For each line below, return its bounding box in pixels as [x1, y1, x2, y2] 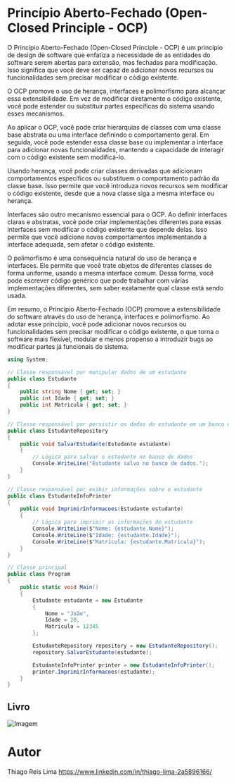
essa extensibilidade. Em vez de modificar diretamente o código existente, [7, 94, 223, 103]
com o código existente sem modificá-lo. [7, 153, 126, 161]
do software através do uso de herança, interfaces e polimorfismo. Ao [7, 312, 211, 321]
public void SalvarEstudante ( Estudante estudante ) [20, 440, 171, 448]
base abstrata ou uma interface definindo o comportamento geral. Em [7, 130, 209, 139]
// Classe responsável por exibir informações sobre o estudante [7, 486, 202, 493]
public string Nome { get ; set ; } [20, 388, 121, 395]
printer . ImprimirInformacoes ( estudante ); [32, 668, 156, 675]
